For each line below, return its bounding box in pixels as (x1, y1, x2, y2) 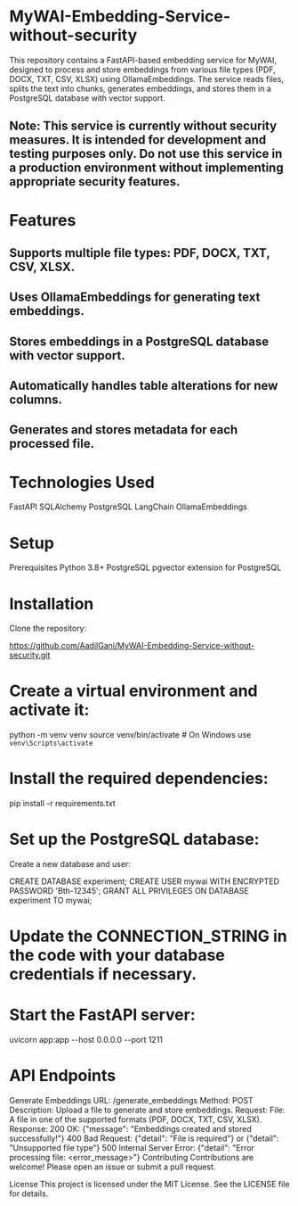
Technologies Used (9, 472, 156, 492)
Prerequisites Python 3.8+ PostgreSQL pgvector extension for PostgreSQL (9, 562, 282, 573)
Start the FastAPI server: (9, 1005, 196, 1025)
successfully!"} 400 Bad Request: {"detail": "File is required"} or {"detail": (9, 1133, 279, 1144)
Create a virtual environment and (9, 681, 258, 701)
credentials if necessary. (9, 964, 197, 985)
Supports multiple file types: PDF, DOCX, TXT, (9, 245, 270, 260)
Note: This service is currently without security (9, 119, 278, 134)
